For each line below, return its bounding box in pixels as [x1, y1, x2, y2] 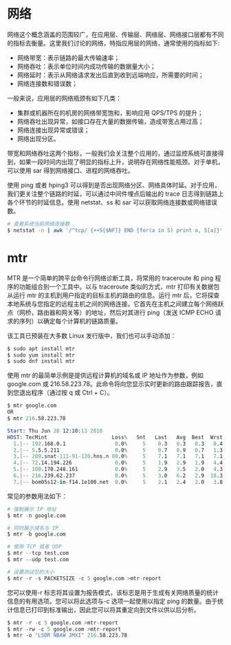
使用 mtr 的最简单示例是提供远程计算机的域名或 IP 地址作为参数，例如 [7, 371, 204, 379]
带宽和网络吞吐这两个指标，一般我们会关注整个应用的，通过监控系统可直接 [7, 149, 218, 157]
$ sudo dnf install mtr [7, 358, 76, 365]
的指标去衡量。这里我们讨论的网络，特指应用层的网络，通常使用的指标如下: [7, 39, 220, 47]
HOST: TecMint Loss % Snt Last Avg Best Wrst [7, 434, 223, 441]
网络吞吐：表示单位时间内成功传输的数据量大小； [16, 62, 156, 70]
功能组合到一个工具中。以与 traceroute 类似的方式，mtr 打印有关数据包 [19, 282, 220, 290]
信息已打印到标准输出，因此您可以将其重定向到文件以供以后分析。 [12, 605, 200, 613]
